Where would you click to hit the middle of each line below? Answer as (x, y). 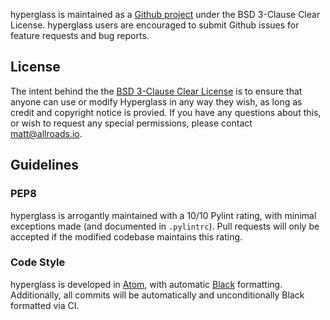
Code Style (38, 262)
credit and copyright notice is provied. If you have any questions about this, (166, 112)
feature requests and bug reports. (80, 35)
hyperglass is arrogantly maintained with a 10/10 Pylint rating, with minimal (163, 215)
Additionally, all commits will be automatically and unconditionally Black (157, 295)
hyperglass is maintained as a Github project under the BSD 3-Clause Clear (165, 14)
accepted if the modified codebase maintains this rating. (126, 236)
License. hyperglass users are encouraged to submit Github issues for (155, 25)
